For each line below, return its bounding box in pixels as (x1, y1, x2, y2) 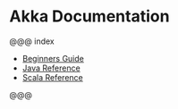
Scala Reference (21, 71, 83, 82)
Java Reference (21, 63, 81, 73)
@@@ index (9, 36, 55, 46)
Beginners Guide (21, 53, 85, 63)
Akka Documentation (9, 6, 170, 27)
